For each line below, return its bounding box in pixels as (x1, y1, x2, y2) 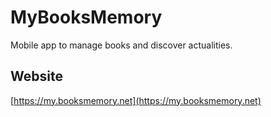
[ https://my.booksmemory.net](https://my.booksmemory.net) (10, 94, 262, 106)
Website (10, 68, 63, 85)
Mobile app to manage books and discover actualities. (10, 39, 233, 51)
